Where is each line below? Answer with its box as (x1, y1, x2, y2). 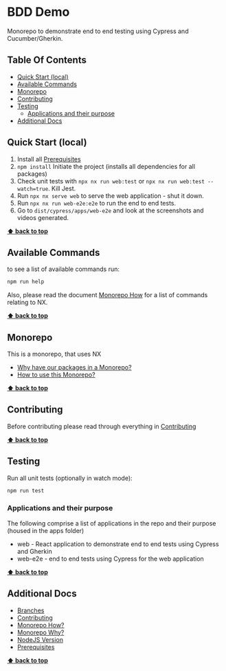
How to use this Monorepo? (16, 370, 95, 379)
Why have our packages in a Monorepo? (16, 363, 132, 372)
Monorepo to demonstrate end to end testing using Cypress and (7, 27, 189, 35)
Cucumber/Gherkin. (7, 34, 63, 42)
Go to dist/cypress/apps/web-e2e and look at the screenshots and (16, 206, 204, 214)
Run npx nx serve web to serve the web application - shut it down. (16, 191, 204, 200)
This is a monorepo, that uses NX (7, 350, 102, 359)
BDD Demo (7, 4, 70, 20)
